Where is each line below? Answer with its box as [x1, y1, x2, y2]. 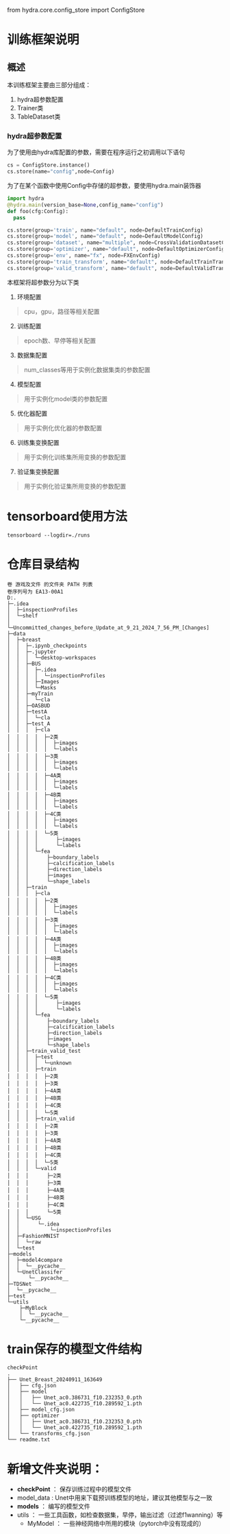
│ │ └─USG [7, 1215, 41, 1221]
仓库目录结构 [7, 557, 80, 572]
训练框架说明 [7, 32, 80, 47]
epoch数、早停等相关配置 [23, 336, 97, 345]
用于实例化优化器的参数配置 [23, 424, 103, 432]
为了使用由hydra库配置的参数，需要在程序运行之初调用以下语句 [7, 148, 186, 156]
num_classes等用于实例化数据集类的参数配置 [23, 365, 151, 374]
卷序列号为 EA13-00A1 [7, 588, 64, 595]
